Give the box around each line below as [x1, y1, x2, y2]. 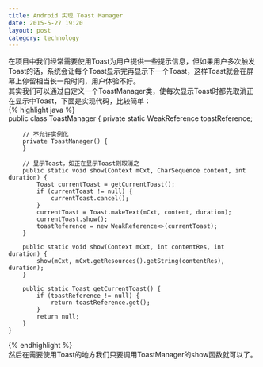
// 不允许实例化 [22, 130, 69, 139]
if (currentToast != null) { [36, 187, 133, 195]
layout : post [8, 26, 51, 34]
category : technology [8, 33, 80, 42]
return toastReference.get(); [50, 299, 151, 307]
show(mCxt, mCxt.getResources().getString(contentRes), [36, 257, 225, 265]
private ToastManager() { [22, 137, 109, 145]
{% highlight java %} [8, 105, 75, 115]
